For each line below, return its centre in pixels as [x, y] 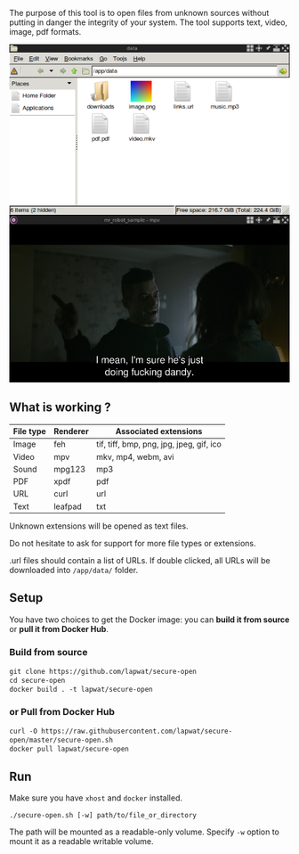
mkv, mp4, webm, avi [135, 456]
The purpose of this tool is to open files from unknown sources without [139, 13]
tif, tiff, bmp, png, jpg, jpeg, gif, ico [159, 444]
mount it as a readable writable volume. [81, 842]
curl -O [24, 731]
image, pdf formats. [45, 32]
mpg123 [69, 469]
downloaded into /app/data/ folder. [74, 570]
